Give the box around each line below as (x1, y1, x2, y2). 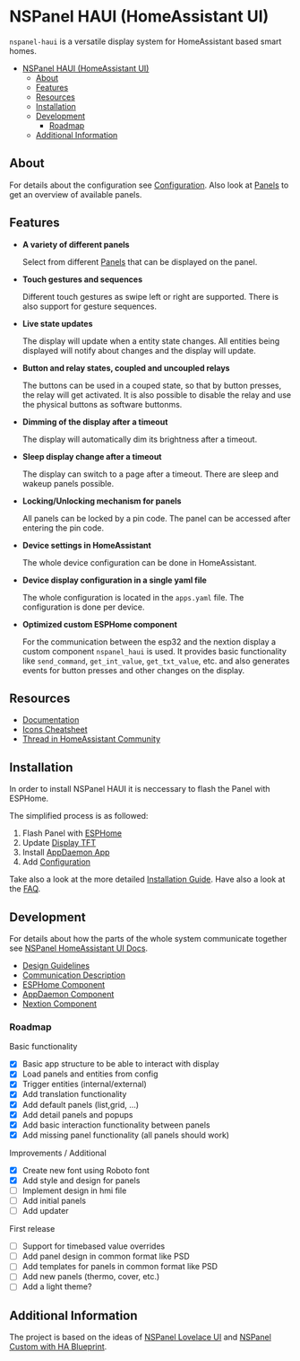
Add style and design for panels (21, 1174, 141, 1186)
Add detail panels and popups (21, 1109, 133, 1120)
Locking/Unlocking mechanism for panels (21, 496, 182, 506)
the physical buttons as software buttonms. (21, 399, 183, 409)
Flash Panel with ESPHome (21, 828, 123, 839)
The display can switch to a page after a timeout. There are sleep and (21, 469, 279, 479)
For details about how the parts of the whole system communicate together (9, 934, 287, 944)
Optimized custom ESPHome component (21, 619, 177, 629)
